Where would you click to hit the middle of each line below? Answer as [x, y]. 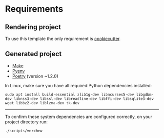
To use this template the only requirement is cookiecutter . [63, 39]
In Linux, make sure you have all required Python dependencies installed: [79, 85]
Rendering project [33, 27]
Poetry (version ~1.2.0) [35, 76]
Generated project [33, 54]
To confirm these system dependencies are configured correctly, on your [79, 117]
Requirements [34, 9]
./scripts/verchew [24, 131]
